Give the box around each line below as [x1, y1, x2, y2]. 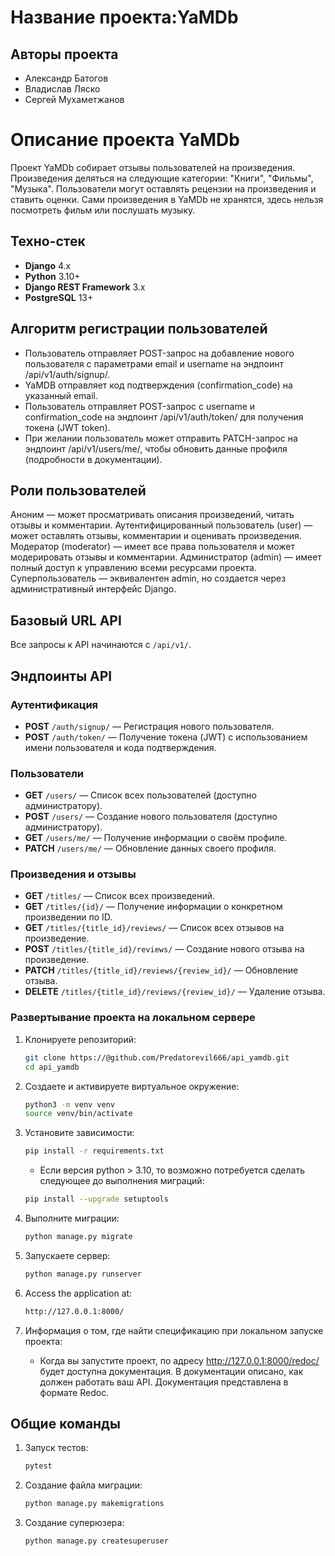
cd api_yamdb [24, 1062, 80, 1072]
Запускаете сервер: [24, 1249, 111, 1261]
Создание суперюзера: [24, 1517, 125, 1529]
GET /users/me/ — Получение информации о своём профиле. [24, 832, 288, 844]
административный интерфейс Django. [10, 583, 177, 595]
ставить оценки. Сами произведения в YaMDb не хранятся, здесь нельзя [10, 193, 324, 205]
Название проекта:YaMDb [10, 6, 239, 29]
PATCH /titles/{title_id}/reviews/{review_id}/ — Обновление [24, 964, 299, 976]
